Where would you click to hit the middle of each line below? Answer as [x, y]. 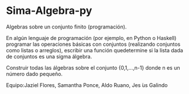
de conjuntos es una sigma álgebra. [49, 56]
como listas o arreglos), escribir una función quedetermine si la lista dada [94, 50]
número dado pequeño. [35, 74]
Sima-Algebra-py [49, 11]
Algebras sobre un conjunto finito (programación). [66, 27]
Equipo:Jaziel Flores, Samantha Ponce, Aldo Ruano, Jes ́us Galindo [87, 85]
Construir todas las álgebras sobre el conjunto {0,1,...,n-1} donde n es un [93, 67]
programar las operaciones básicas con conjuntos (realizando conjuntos [93, 44]
